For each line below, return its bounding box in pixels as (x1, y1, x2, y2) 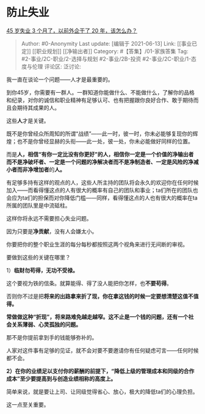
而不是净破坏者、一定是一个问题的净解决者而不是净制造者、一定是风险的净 (6, 158, 193, 165)
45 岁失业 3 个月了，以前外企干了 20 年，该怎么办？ (6, 27, 138, 34)
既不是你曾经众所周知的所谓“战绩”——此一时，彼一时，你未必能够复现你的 (6, 129, 193, 137)
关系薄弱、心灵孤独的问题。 (11, 321, 81, 328)
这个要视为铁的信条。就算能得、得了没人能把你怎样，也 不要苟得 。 (6, 279, 172, 287)
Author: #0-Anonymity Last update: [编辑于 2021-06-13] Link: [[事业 (21, 40, 192, 47)
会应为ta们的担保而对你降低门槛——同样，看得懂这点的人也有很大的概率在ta (6, 194, 198, 202)
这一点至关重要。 (6, 401, 49, 408)
